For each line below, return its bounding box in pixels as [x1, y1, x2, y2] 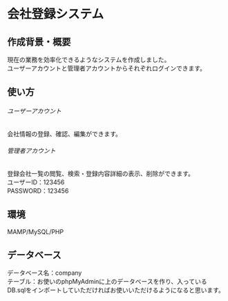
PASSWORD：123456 [7, 186, 69, 195]
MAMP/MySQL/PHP [7, 227, 64, 235]
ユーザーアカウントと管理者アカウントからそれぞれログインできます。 [7, 64, 206, 72]
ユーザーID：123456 [7, 177, 65, 186]
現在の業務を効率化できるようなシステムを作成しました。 [7, 56, 171, 64]
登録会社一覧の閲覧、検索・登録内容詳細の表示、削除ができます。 [7, 169, 195, 177]
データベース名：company [7, 269, 82, 277]
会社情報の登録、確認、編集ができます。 [7, 129, 122, 138]
